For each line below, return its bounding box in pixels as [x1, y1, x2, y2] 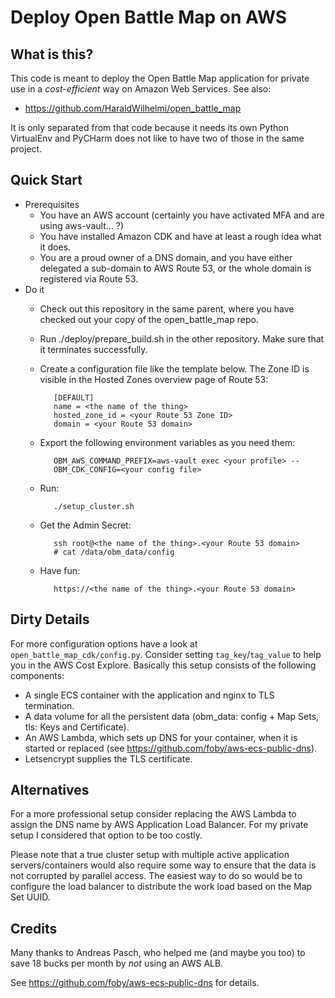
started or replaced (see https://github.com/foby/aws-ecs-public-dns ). [24, 742, 318, 754]
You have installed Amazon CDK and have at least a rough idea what [39, 230, 322, 242]
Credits [10, 920, 58, 937]
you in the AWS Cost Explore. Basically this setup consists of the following [10, 659, 317, 671]
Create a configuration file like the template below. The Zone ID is [39, 362, 310, 375]
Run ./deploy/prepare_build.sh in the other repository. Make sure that [39, 332, 325, 345]
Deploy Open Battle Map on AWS [10, 6, 288, 29]
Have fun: [39, 564, 81, 576]
